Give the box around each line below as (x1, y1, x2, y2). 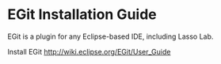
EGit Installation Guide (7, 6, 157, 24)
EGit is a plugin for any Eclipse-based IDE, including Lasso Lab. (7, 32, 214, 41)
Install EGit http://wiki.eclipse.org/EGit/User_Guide (7, 47, 171, 56)
